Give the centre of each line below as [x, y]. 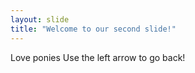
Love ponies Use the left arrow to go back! [98, 57]
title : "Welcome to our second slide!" [93, 29]
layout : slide [40, 19]
